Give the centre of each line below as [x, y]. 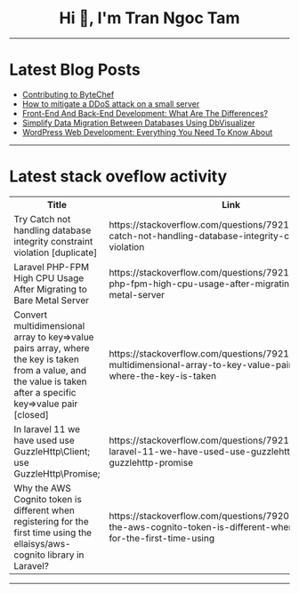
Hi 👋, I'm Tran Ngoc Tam [149, 18]
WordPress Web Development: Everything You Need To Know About [147, 132]
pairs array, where [52, 348]
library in [66, 555]
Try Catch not [42, 219]
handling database [53, 230]
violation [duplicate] [56, 252]
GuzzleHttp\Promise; [57, 473]
